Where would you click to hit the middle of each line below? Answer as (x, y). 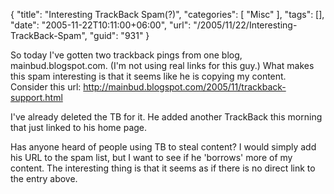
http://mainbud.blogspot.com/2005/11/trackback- (185, 87)
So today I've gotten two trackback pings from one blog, (126, 55)
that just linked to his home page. (79, 127)
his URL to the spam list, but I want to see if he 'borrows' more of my (151, 157)
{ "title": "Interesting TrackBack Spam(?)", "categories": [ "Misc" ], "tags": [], (167, 14)
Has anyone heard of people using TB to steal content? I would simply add (163, 147)
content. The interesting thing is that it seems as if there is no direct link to (163, 168)
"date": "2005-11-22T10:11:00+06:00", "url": (101, 25)
